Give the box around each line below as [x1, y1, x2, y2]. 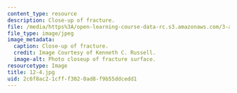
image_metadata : [7, 36, 55, 43]
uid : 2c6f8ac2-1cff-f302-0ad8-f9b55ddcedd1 [7, 75, 138, 83]
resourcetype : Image [7, 62, 68, 69]
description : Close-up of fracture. [7, 17, 115, 24]
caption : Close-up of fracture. [13, 43, 109, 50]
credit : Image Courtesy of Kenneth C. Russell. [13, 50, 157, 57]
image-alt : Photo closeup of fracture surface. [13, 56, 157, 63]
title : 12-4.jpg [7, 69, 55, 76]
